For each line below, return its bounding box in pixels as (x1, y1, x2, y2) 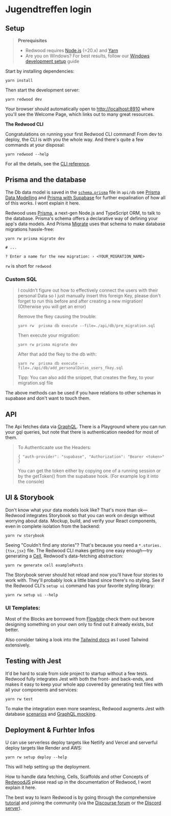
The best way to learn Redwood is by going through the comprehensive (5, 794, 156, 800)
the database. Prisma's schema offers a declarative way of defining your (5, 215, 158, 221)
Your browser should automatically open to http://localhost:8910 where (5, 106, 155, 112)
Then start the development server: (5, 87, 80, 93)
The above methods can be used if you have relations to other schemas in (5, 390, 161, 396)
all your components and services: (5, 686, 78, 693)
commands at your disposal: (5, 142, 65, 148)
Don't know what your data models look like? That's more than (5, 507, 137, 513)
